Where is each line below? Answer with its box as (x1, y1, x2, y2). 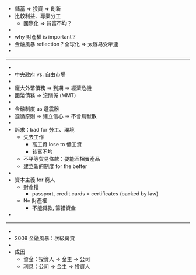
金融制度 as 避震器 (14, 105, 60, 112)
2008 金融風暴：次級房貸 (14, 235, 75, 242)
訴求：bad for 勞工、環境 (14, 126, 75, 133)
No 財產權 (23, 197, 48, 204)
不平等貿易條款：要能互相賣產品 (23, 156, 100, 162)
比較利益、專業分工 (14, 12, 61, 19)
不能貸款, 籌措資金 (32, 204, 76, 211)
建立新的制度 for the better (23, 163, 87, 170)
